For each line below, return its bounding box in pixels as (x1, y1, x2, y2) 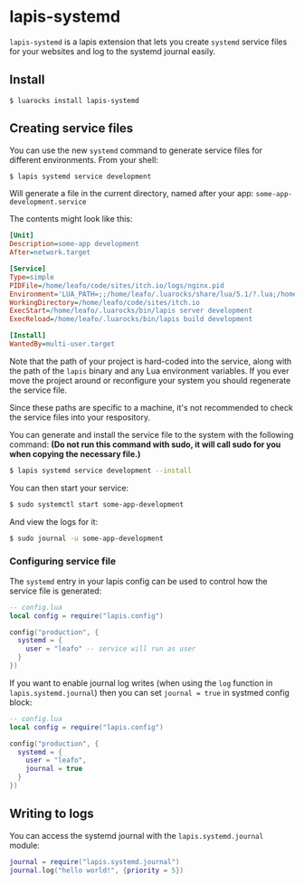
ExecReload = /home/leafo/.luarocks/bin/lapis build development (9, 315, 253, 324)
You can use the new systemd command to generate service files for (9, 145, 263, 156)
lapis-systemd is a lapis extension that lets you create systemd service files (9, 36, 288, 47)
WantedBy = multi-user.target (9, 339, 116, 349)
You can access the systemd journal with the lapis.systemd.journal (9, 830, 264, 841)
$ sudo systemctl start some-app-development (9, 499, 184, 509)
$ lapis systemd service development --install (9, 466, 193, 475)
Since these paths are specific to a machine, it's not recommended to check (9, 402, 294, 413)
